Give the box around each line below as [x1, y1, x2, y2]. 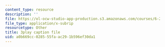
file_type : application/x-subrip [5, 21, 74, 26]
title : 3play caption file [5, 30, 60, 35]
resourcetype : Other [5, 25, 48, 30]
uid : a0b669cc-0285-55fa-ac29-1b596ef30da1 [5, 35, 96, 40]
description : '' [5, 12, 38, 17]
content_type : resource [5, 7, 54, 12]
